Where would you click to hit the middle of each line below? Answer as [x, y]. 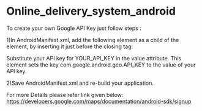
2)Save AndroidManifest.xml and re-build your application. [80, 83]
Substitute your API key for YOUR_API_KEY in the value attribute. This [94, 58]
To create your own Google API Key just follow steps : [74, 28]
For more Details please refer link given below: [65, 95]
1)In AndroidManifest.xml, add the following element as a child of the [93, 40]
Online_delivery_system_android [91, 11]
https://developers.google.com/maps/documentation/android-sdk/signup [99, 101]
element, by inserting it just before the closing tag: [70, 46]
